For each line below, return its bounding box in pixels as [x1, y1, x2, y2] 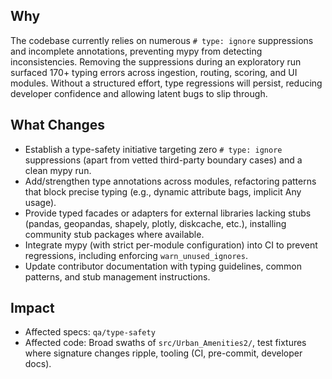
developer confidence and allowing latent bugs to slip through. [10, 87, 268, 99]
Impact [10, 300, 55, 317]
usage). [24, 196, 57, 208]
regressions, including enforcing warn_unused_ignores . [24, 249, 248, 261]
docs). [24, 358, 52, 370]
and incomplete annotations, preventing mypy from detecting [10, 45, 263, 57]
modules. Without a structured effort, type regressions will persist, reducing [10, 77, 323, 89]
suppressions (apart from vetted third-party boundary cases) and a [24, 154, 303, 166]
